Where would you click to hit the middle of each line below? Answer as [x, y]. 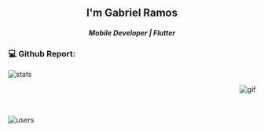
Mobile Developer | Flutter [132, 33]
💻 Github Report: [42, 54]
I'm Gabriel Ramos [132, 13]
